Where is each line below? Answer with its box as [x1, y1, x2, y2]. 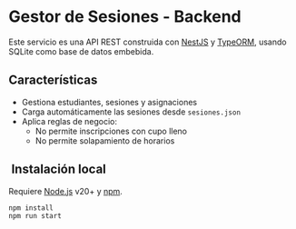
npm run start [8, 212, 63, 221]
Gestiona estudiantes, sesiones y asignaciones [21, 96, 197, 107]
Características [8, 73, 98, 88]
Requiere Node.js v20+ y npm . [8, 185, 123, 196]
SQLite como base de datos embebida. [8, 45, 154, 56]
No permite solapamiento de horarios [35, 134, 175, 146]
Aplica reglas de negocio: [21, 115, 118, 126]
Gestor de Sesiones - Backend [8, 6, 242, 27]
